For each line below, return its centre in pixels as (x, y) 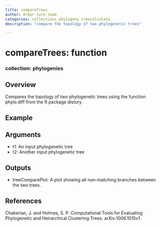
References (23, 201)
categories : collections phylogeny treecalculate (58, 19)
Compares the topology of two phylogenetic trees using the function (76, 97)
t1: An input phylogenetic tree (43, 147)
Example (19, 118)
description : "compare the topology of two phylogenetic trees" (73, 24)
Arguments (23, 135)
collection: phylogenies (34, 68)
